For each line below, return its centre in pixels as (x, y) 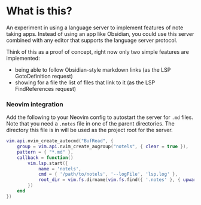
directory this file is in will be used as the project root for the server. (89, 130)
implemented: (23, 58)
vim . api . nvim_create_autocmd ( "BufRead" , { (60, 141)
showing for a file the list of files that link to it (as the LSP (85, 82)
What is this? (39, 11)
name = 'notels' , (60, 169)
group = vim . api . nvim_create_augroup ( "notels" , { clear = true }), (103, 147)
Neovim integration (35, 104)
